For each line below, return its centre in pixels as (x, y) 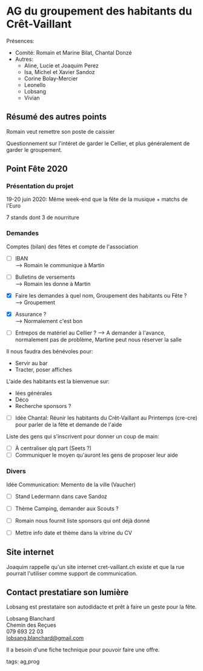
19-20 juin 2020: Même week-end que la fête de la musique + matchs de (97, 199)
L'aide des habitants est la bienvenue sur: (58, 381)
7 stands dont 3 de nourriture (43, 217)
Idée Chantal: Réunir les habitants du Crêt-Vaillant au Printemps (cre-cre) (106, 418)
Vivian (32, 98)
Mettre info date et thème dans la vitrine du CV (73, 533)
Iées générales (34, 393)
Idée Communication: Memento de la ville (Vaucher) (71, 485)
